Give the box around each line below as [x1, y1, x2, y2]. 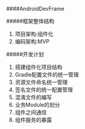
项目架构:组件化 [14, 30, 54, 37]
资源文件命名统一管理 [14, 78, 68, 86]
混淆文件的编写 [14, 93, 52, 101]
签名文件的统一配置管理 [14, 86, 73, 93]
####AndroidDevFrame [6, 5, 65, 12]
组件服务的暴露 [14, 116, 52, 123]
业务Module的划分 [14, 101, 60, 108]
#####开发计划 [6, 51, 44, 58]
